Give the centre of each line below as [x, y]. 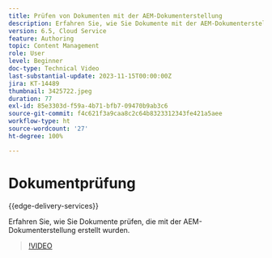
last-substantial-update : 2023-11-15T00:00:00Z [90, 76]
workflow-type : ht [39, 121]
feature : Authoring [41, 38]
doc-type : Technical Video [54, 69]
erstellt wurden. [104, 230]
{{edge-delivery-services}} [54, 205]
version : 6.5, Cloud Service [57, 31]
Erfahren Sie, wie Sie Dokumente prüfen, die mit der [95, 221]
